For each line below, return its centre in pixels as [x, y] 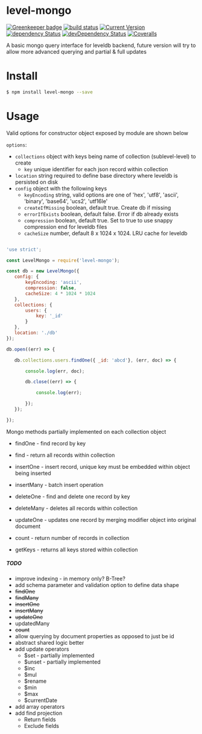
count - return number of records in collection [72, 538]
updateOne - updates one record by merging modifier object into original [106, 519]
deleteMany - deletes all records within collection [76, 508]
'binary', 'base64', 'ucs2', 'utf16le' [66, 201]
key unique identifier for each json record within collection [96, 169]
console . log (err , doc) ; [55, 371]
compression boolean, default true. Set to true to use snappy [98, 220]
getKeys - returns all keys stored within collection [76, 550]
